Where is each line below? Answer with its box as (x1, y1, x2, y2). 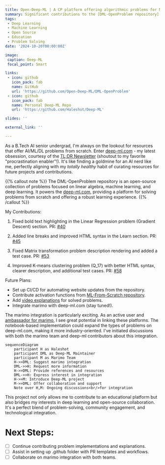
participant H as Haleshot (14, 347, 69, 351)
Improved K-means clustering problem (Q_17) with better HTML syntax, (12, 262, 156, 268)
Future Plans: (5, 277, 32, 283)
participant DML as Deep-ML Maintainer (14, 351, 96, 356)
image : (5, 53, 19, 58)
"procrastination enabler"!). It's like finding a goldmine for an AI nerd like (5, 158, 151, 164)
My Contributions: (5, 208, 42, 214)
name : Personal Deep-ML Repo (11, 103, 71, 108)
